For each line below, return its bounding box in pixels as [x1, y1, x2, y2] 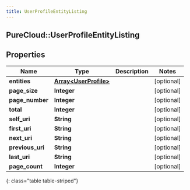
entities [9, 77, 31, 85]
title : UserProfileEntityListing [6, 8, 87, 15]
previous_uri [9, 143, 45, 152]
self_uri [9, 115, 30, 123]
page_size [9, 86, 38, 94]
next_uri [9, 133, 33, 142]
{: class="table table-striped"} [6, 177, 79, 184]
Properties [6, 50, 45, 60]
